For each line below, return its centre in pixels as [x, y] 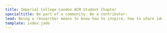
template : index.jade [28, 23]
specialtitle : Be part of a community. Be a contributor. [66, 14]
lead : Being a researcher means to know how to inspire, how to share [80, 18]
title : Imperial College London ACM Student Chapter [61, 9]
